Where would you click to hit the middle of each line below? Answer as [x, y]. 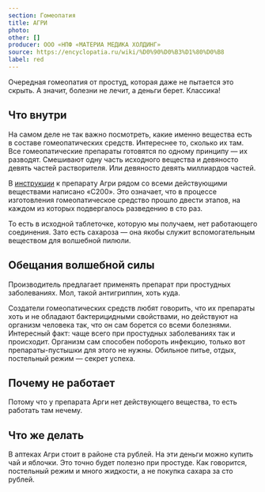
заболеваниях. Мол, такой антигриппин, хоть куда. [94, 292]
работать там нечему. [45, 411]
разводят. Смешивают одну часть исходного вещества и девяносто [123, 160]
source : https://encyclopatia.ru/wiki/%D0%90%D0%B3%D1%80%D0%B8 [116, 52]
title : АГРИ [28, 23]
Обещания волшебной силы [81, 265]
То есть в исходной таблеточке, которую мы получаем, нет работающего [133, 223]
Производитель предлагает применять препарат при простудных [119, 284]
